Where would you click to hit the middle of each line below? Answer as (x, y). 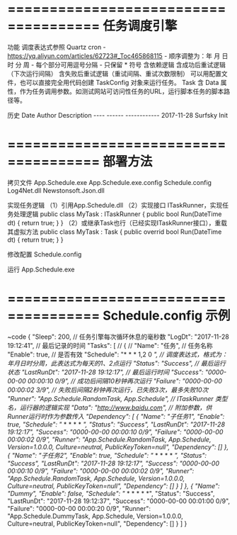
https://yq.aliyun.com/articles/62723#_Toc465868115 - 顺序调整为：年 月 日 (118, 56)
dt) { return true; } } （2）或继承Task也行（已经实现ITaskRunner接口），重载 (117, 223)
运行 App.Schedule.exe (41, 269)
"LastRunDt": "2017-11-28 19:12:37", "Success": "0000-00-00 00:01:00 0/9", (119, 501)
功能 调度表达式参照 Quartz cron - (57, 47)
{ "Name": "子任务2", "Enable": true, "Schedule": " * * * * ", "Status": (107, 455)
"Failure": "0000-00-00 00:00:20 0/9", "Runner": (79, 508)
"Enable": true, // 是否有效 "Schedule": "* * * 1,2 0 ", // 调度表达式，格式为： (118, 354)
